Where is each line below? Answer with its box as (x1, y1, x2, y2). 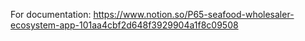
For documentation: (10, 9, 92, 20)
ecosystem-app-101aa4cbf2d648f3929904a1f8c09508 (10, 19, 239, 31)
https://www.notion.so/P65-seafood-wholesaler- (93, 9, 295, 20)
